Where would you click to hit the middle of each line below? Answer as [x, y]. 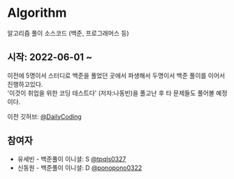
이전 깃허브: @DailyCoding [44, 116]
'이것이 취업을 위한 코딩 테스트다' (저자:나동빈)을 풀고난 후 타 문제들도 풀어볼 [111, 93]
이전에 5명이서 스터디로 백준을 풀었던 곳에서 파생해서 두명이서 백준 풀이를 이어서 [116, 76]
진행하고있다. [25, 84]
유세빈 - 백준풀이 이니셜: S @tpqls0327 [72, 159]
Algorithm [37, 13]
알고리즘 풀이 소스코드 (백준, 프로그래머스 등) [68, 33]
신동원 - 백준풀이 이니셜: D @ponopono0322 [80, 167]
